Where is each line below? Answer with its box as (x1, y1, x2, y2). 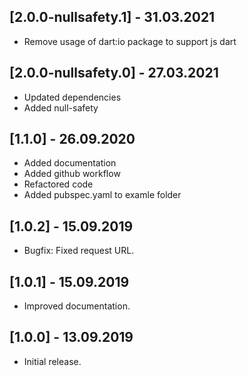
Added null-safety (23, 101, 99, 114)
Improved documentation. (23, 300, 131, 312)
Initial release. (23, 355, 82, 367)
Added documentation (23, 157, 117, 169)
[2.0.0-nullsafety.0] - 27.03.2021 (9, 65, 219, 82)
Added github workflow (23, 168, 121, 180)
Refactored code (23, 178, 94, 190)
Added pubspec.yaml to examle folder (23, 189, 182, 201)
